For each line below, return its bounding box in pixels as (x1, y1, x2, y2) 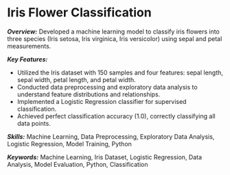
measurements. (7, 42, 51, 50)
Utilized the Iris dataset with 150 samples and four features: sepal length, (16, 68, 223, 77)
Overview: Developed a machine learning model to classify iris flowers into (7, 27, 220, 36)
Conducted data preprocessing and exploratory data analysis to (16, 83, 198, 91)
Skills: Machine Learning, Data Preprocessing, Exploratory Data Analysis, (7, 132, 215, 141)
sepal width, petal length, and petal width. (16, 75, 136, 83)
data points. (16, 119, 51, 127)
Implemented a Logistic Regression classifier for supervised (16, 97, 187, 105)
